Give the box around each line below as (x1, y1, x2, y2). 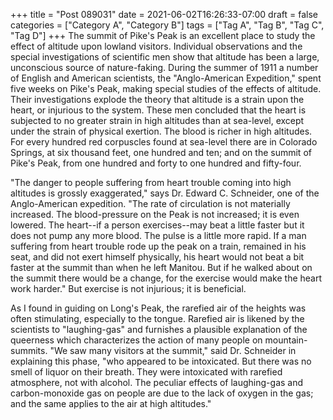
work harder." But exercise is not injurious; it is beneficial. (10, 283, 247, 294)
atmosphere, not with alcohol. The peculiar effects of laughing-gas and (10, 377, 304, 388)
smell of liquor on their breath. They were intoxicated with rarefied (10, 366, 283, 378)
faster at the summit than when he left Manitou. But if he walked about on (10, 262, 313, 273)
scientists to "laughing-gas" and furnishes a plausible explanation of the (10, 324, 308, 335)
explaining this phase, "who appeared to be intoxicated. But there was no (10, 355, 312, 367)
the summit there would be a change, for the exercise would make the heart (10, 272, 323, 284)
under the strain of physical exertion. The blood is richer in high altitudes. (10, 125, 313, 137)
